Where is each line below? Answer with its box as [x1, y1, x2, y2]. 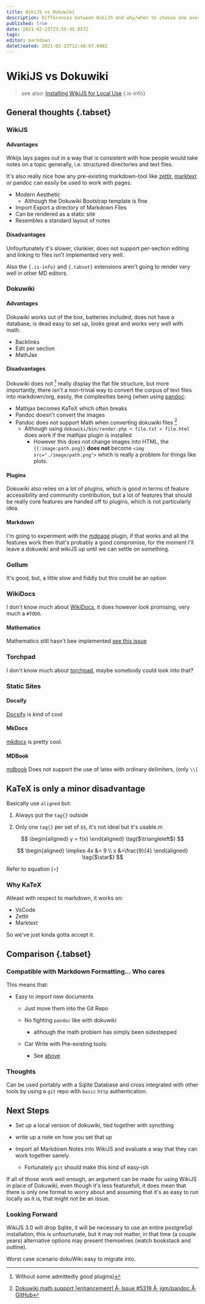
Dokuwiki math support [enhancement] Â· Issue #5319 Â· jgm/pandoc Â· [15, 1284, 197, 1292]
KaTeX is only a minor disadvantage [6, 783, 145, 794]
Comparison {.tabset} [6, 948, 92, 959]
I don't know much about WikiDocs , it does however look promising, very [6, 603, 190, 611]
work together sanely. [15, 1152, 70, 1159]
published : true [6, 20, 48, 26]
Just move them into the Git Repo [24, 1005, 109, 1012]
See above [33, 1052, 60, 1059]
